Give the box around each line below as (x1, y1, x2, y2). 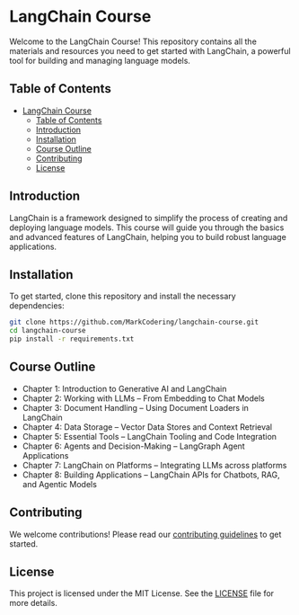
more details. (9, 598, 58, 609)
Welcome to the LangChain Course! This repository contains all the (9, 36, 258, 47)
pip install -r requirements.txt (9, 334, 135, 343)
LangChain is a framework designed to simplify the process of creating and (9, 212, 288, 223)
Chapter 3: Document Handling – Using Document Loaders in (22, 402, 250, 413)
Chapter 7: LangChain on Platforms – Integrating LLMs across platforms (22, 459, 287, 470)
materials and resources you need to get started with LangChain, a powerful (9, 45, 291, 56)
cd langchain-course (9, 326, 87, 335)
